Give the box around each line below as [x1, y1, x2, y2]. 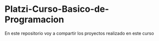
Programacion [4, 14, 64, 25]
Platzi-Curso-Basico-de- [4, 3, 109, 15]
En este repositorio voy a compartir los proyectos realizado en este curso [4, 30, 154, 36]
